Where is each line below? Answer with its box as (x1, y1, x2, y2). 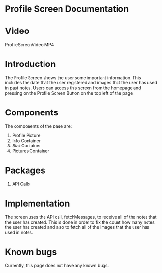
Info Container (12, 138, 41, 144)
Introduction (5, 59, 56, 70)
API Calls (12, 181, 30, 187)
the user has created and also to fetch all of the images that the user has (5, 224, 150, 230)
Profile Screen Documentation (5, 3, 129, 15)
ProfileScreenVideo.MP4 (5, 42, 54, 48)
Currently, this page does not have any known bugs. (5, 262, 109, 268)
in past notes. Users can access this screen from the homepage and (5, 85, 141, 91)
